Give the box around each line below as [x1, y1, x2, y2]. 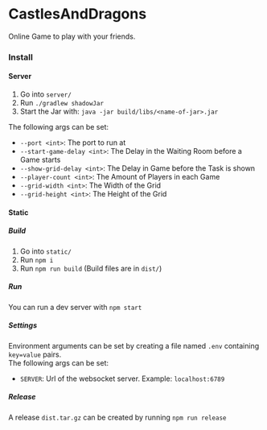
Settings [8, 320, 38, 330]
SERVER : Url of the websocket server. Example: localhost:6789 [19, 374, 225, 383]
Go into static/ [19, 246, 72, 256]
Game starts [19, 155, 61, 165]
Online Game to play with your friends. [8, 31, 136, 41]
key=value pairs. [8, 349, 62, 359]
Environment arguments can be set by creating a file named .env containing [8, 341, 260, 350]
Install [8, 52, 34, 63]
